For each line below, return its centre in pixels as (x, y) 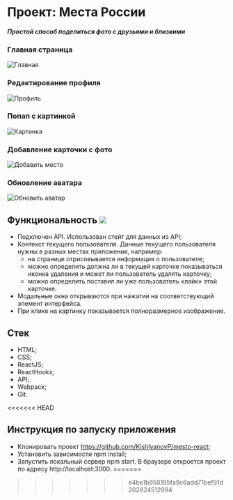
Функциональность (53, 220)
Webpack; (32, 387)
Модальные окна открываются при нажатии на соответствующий (115, 296)
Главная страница (40, 50)
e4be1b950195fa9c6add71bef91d (176, 482)
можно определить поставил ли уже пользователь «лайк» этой (122, 281)
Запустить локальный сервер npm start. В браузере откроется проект (121, 461)
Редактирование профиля (54, 83)
